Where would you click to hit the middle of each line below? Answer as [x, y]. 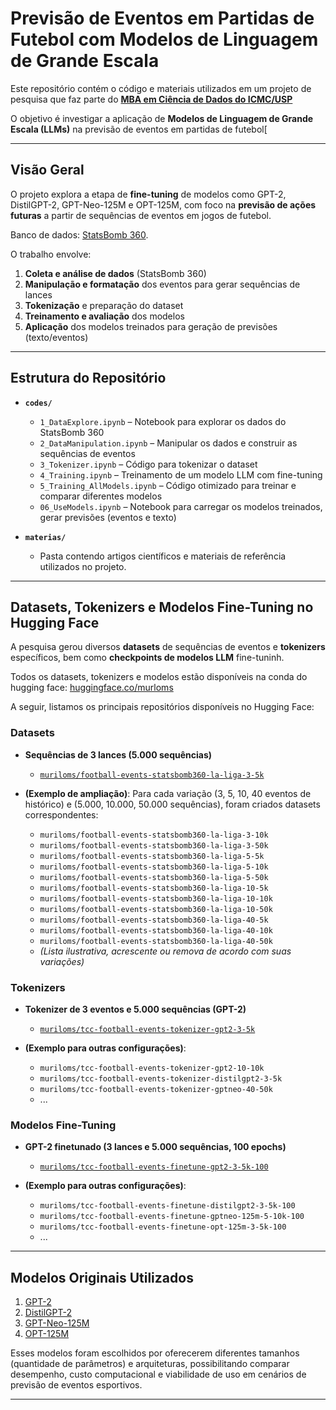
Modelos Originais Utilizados [102, 1277]
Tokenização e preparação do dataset [104, 305]
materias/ [45, 537]
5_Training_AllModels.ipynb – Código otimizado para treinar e [168, 485]
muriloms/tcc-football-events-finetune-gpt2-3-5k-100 [154, 1167]
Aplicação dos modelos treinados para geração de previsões [151, 326]
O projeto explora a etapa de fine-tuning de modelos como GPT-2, [148, 194]
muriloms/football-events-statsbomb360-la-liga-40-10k [156, 930]
